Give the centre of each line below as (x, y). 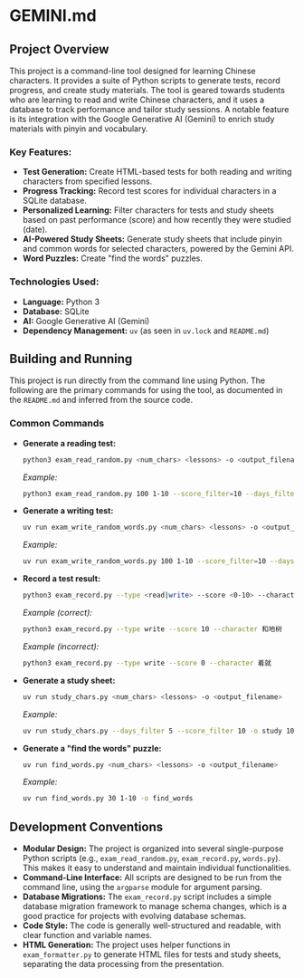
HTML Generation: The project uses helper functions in (126, 945)
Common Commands (57, 424)
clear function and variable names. (87, 935)
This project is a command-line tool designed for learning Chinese (133, 71)
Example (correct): (57, 613)
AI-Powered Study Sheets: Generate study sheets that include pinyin (152, 239)
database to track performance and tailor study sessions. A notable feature (149, 109)
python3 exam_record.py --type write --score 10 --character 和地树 (152, 629)
